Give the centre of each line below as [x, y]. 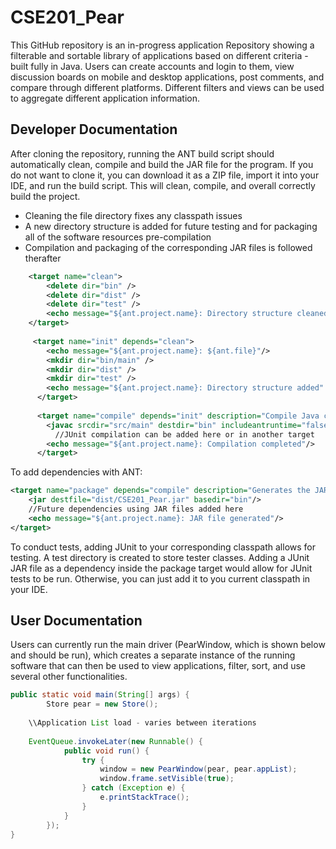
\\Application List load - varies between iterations [142, 723]
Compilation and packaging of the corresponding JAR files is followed [168, 247]
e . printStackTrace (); [144, 797]
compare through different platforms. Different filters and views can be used [167, 87]
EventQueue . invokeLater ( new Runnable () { [115, 741]
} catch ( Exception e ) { [133, 788]
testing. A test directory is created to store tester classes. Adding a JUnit [160, 557]
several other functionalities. [69, 677]
